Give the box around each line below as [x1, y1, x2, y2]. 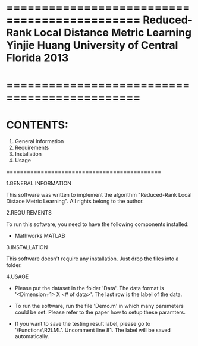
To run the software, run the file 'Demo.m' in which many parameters [14, 303, 184, 310]
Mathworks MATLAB [14, 232, 65, 240]
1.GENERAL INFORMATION [6, 180, 71, 187]
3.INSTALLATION [6, 244, 48, 251]
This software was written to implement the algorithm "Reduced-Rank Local [6, 191, 192, 199]
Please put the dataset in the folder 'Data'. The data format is [14, 285, 165, 292]
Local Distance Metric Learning [33, 26, 192, 39]
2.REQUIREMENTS [6, 209, 52, 216]
